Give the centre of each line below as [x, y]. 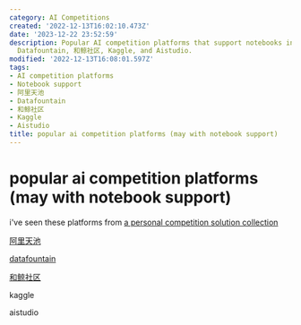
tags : [19, 68]
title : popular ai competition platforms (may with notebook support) [144, 134]
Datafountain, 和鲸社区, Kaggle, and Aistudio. [105, 51]
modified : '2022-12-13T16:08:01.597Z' [82, 59]
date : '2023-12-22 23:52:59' [64, 34]
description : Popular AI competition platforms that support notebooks [146, 43]
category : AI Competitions [60, 17]
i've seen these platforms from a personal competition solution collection [144, 222]
